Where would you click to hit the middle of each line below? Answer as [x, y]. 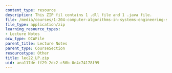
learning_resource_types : [33, 29]
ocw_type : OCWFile [25, 39]
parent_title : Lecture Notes [36, 44]
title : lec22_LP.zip [27, 58]
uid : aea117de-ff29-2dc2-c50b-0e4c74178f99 [52, 63]
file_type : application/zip [35, 24]
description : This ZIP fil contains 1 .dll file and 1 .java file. [79, 15]
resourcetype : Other [27, 53]
